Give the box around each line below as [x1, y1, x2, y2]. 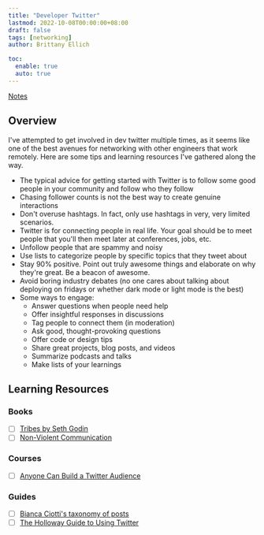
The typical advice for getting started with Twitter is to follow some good [19, 175, 256, 185]
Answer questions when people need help [31, 301, 169, 310]
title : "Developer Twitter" [8, 11, 101, 20]
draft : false [8, 26, 51, 34]
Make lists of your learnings [31, 359, 122, 369]
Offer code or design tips [31, 334, 113, 344]
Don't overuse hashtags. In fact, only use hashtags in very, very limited [19, 209, 251, 218]
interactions [19, 200, 59, 210]
